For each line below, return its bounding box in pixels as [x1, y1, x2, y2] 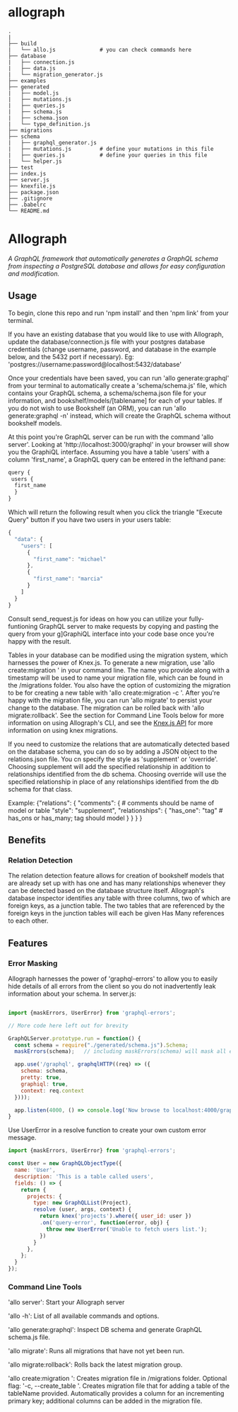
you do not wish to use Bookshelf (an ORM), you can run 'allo [8, 404, 186, 412]
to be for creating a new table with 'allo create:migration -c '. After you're [8, 688, 220, 697]
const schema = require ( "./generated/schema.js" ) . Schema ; [14, 1042, 189, 1049]
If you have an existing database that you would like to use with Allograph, [8, 330, 224, 338]
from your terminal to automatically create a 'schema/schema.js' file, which [8, 381, 227, 389]
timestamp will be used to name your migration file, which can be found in [8, 673, 223, 682]
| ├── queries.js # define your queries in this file [8, 152, 208, 159]
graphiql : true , [20, 1081, 69, 1088]
